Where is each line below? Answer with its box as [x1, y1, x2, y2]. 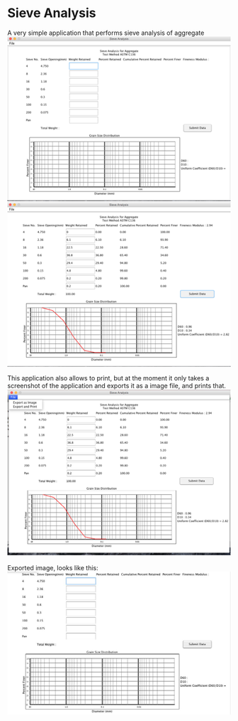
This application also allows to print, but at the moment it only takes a [7, 374, 210, 383]
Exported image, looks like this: [7, 563, 98, 572]
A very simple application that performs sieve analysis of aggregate [7, 28, 205, 37]
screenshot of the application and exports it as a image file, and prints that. [7, 382, 227, 390]
